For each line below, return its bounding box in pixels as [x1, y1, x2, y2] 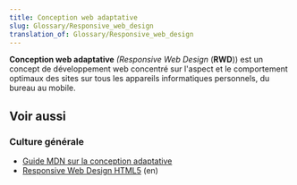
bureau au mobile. [9, 82, 76, 94]
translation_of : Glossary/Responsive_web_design [9, 29, 194, 38]
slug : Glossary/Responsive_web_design [9, 21, 154, 30]
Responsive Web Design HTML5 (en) [21, 165, 159, 176]
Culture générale [9, 135, 85, 147]
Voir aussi [9, 108, 66, 123]
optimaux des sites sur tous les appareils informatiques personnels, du [9, 73, 270, 84]
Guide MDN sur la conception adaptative [21, 156, 173, 166]
